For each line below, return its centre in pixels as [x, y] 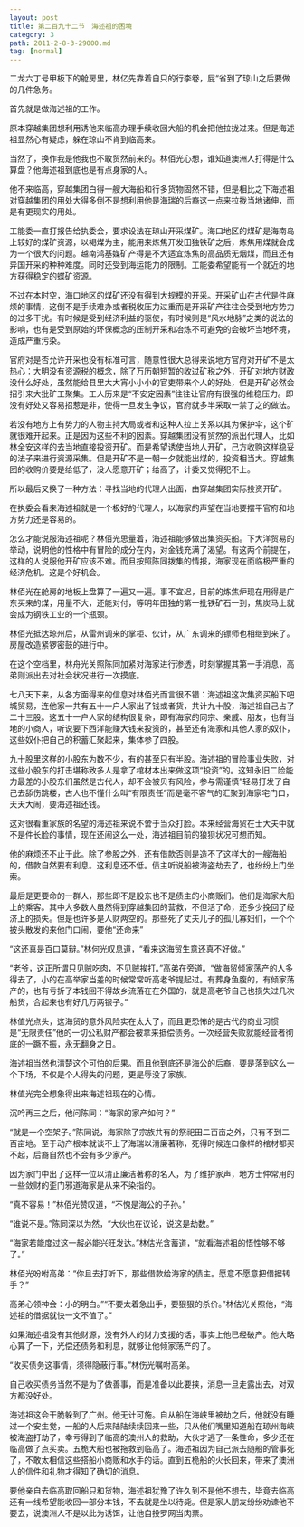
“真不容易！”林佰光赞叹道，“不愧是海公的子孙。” [98, 1205]
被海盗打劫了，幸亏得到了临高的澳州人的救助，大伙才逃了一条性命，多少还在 [152, 1437]
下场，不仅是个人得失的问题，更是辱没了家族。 [104, 1075]
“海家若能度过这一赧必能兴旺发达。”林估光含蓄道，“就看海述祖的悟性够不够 [147, 1243]
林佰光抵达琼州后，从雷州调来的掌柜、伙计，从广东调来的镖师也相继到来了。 [152, 633]
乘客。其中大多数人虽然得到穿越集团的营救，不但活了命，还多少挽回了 [156, 907]
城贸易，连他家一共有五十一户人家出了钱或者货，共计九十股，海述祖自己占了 [152, 706]
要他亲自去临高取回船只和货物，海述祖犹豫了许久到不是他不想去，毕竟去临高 [152, 1491]
